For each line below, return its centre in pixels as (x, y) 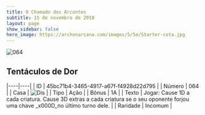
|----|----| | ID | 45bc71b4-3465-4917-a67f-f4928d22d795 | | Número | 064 (103, 86)
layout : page (23, 23)
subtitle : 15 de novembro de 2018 (51, 18)
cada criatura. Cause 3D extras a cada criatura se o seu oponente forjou (98, 99)
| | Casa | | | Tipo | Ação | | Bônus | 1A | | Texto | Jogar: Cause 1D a (98, 92)
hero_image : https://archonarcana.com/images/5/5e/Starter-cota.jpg (96, 35)
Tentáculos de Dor (42, 71)
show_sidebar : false (33, 29)
